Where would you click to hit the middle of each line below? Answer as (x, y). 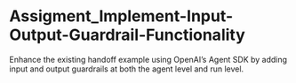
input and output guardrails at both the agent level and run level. (127, 69)
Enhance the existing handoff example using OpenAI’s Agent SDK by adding (148, 59)
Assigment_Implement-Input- (121, 16)
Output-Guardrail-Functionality (128, 35)
